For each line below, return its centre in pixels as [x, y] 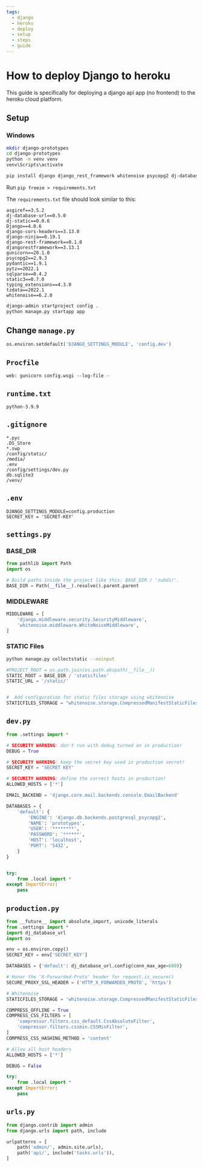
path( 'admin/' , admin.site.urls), [60, 1148]
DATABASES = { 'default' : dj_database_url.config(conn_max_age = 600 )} [94, 966]
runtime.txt [29, 394]
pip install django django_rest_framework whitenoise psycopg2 [88, 176]
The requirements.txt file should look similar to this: [71, 199]
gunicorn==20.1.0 [28, 252]
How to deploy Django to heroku [89, 76]
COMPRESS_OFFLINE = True [37, 1010]
